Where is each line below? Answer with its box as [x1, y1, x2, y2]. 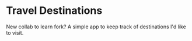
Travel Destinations [6, 4, 103, 17]
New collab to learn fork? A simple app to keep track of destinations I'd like [6, 23, 187, 30]
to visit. [6, 29, 24, 36]
